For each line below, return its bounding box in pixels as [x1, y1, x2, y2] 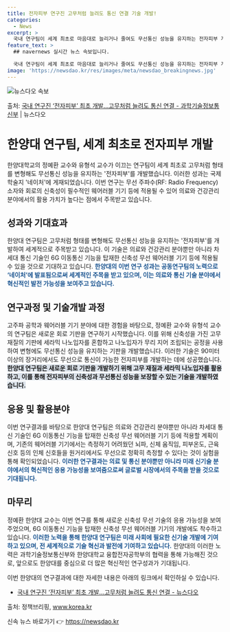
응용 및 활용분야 [7, 403, 70, 415]
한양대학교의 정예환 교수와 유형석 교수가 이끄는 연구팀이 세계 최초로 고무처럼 [7, 161, 211, 169]
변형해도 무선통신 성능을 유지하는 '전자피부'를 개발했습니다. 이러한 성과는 [14, 169, 209, 177]
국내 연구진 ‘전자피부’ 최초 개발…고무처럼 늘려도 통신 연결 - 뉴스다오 [16, 588, 199, 596]
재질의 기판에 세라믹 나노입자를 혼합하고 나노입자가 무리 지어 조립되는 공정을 [7, 338, 211, 347]
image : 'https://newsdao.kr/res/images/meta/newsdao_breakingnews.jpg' [7, 67, 216, 74]
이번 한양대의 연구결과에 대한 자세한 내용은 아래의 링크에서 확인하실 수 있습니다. [7, 573, 220, 581]
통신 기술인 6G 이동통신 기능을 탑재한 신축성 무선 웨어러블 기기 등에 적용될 [19, 253, 218, 262]
